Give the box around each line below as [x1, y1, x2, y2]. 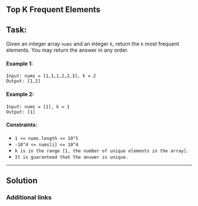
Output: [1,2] [6, 78, 41, 84]
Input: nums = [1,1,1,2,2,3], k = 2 [6, 73, 96, 79]
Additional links [6, 194, 52, 202]
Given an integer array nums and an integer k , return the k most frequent [6, 41, 180, 48]
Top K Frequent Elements [6, 5, 101, 15]
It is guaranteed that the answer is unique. [14, 154, 128, 160]
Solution [6, 176, 38, 186]
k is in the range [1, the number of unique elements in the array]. [14, 148, 190, 154]
